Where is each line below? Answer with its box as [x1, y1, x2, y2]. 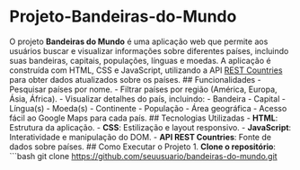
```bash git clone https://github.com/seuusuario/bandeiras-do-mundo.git [9, 150, 278, 161]
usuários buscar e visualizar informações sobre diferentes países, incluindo [9, 45, 289, 56]
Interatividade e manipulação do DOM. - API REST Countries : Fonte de [9, 131, 272, 142]
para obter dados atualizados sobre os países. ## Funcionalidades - [9, 74, 262, 85]
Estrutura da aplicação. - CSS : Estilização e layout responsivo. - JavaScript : [9, 121, 292, 132]
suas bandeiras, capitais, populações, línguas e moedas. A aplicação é [9, 55, 271, 66]
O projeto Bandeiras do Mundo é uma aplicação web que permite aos [9, 36, 269, 47]
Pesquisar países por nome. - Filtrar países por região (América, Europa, [9, 84, 278, 94]
